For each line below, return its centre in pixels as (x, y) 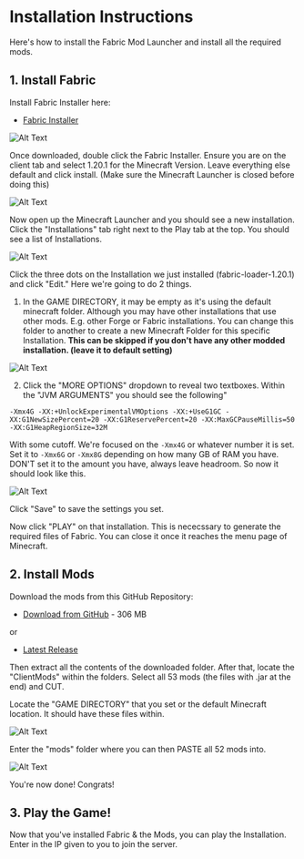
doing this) (30, 184)
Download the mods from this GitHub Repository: (101, 596)
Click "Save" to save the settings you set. (86, 508)
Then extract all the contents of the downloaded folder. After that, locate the (152, 667)
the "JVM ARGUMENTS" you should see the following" (125, 394)
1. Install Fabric (53, 81)
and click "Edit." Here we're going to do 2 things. (101, 283)
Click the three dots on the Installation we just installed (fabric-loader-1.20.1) (152, 274)
